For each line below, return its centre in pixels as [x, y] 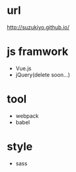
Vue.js [24, 68]
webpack [27, 116]
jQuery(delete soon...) [43, 75]
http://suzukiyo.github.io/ [38, 27]
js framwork [38, 52]
